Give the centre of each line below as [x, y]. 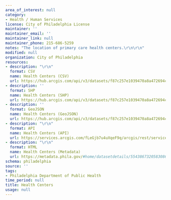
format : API [23, 128]
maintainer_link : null [29, 39]
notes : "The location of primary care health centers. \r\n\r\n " [75, 48]
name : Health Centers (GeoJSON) [44, 114]
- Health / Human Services [34, 19]
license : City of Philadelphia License [48, 24]
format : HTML [24, 147]
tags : [11, 171]
